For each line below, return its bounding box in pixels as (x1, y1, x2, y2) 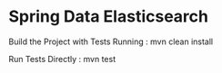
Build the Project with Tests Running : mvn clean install (8, 36, 214, 47)
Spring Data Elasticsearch (8, 6, 208, 27)
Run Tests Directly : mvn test (8, 53, 116, 64)
